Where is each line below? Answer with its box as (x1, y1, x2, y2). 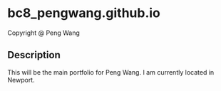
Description (7, 49, 61, 61)
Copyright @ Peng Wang (7, 28, 81, 37)
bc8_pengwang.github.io (7, 5, 160, 21)
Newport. (7, 75, 35, 84)
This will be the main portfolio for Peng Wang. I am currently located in (7, 68, 215, 76)
